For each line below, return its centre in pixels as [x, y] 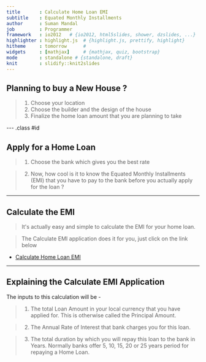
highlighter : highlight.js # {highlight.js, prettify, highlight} [96, 40]
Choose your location [58, 103]
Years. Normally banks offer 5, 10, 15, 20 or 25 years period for [109, 345]
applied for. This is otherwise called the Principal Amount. [103, 315]
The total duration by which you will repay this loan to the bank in [113, 339]
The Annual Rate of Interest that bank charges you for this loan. [111, 327]
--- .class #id [23, 128]
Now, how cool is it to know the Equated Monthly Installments [108, 174]
